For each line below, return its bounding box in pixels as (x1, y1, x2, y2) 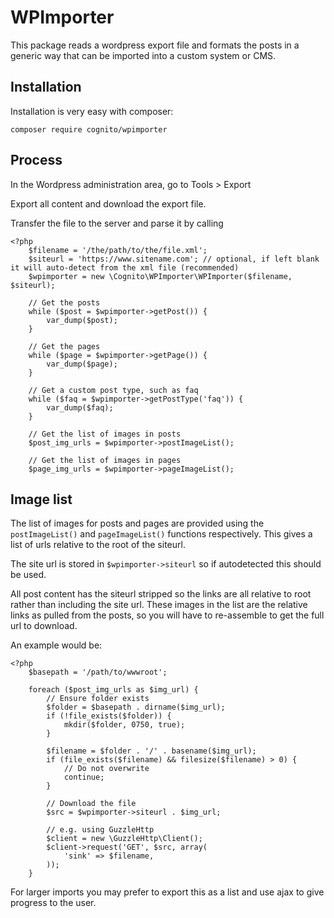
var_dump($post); (46, 315, 118, 325)
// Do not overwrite (63, 764, 150, 774)
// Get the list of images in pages (28, 455, 182, 465)
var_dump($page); (46, 359, 118, 369)
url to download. (10, 620, 78, 632)
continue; (63, 772, 105, 783)
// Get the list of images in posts (28, 429, 182, 439)
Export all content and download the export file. (10, 197, 207, 210)
